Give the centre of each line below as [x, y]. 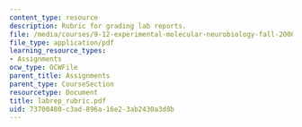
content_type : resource [54, 17]
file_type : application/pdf [62, 42]
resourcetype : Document [54, 92]
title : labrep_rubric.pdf [58, 101]
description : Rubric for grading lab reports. [98, 26]
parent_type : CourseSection [62, 84]
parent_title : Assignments [60, 76]
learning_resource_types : [58, 51]
